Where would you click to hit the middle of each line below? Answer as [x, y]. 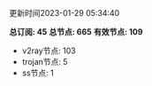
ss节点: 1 [38, 73]
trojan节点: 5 [45, 62]
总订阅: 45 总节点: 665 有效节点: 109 [76, 32]
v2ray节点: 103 [49, 51]
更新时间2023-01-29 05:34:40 [65, 13]
